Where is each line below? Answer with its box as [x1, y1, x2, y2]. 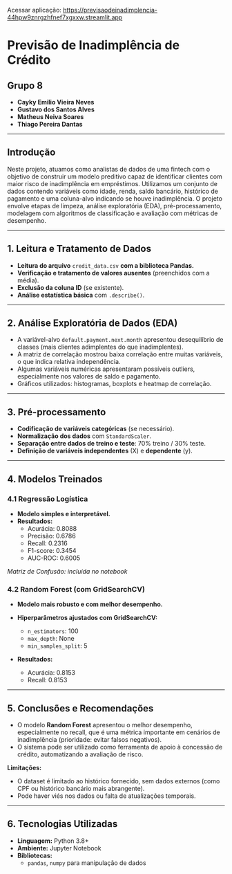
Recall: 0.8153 [27, 676, 68, 684]
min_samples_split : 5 [27, 641, 88, 650]
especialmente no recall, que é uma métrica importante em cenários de [17, 728, 220, 736]
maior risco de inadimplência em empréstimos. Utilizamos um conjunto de [7, 179, 217, 188]
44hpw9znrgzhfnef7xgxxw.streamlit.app [7, 13, 123, 21]
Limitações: [7, 764, 42, 772]
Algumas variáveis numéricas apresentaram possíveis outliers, [17, 365, 195, 373]
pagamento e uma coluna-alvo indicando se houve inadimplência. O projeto [7, 194, 223, 203]
